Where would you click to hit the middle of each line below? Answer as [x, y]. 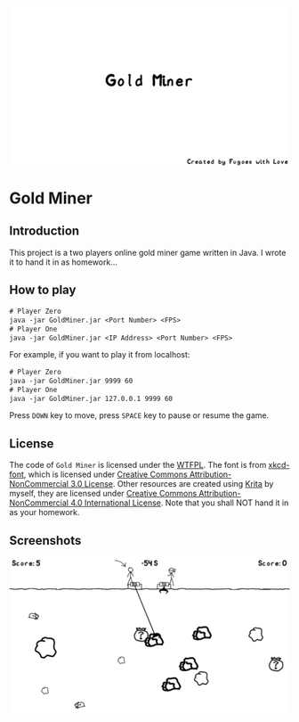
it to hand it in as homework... [64, 262]
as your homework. [44, 513]
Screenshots [45, 541]
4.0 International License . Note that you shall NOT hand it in [180, 503]
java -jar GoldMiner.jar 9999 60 [71, 382]
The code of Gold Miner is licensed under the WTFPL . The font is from [138, 465]
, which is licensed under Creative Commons [106, 474]
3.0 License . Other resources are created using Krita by [172, 484]
